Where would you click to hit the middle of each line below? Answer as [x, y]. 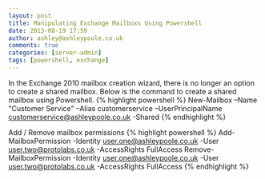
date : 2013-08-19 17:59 [48, 30]
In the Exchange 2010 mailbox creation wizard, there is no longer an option [131, 83]
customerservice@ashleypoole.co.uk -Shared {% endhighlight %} [117, 117]
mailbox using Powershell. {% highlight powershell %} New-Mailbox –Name [133, 100]
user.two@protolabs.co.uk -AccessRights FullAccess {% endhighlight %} [129, 166]
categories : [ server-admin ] [55, 53]
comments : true [34, 46]
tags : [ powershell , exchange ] [59, 61]
